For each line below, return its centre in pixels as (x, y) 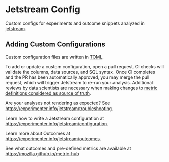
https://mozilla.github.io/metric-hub (42, 154)
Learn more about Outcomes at (38, 133)
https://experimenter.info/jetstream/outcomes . (53, 139)
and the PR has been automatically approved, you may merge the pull (77, 77)
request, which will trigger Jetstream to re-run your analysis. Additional (79, 82)
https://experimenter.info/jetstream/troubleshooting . (59, 108)
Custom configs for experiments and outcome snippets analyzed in (75, 23)
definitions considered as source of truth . (48, 93)
